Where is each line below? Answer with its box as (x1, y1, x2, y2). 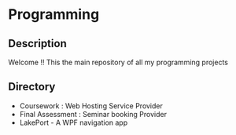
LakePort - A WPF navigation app (19, 118, 128, 127)
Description (8, 37, 67, 50)
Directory (8, 80, 56, 93)
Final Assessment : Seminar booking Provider (19, 109, 168, 119)
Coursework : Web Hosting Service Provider (19, 100, 164, 111)
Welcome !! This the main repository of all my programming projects (8, 57, 228, 67)
